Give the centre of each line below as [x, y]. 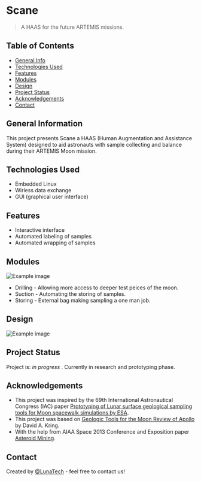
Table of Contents [40, 46]
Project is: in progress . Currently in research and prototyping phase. [91, 367]
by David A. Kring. [37, 425]
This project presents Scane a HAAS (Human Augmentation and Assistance [99, 138]
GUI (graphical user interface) [51, 197]
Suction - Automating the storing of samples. [70, 294]
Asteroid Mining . [35, 438]
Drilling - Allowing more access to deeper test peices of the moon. [97, 288]
